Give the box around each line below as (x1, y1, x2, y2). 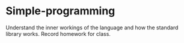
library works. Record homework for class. (5, 30, 111, 37)
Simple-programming (5, 4, 115, 18)
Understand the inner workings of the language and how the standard (5, 24, 179, 31)
